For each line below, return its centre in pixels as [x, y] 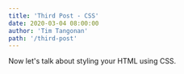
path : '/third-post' [43, 38]
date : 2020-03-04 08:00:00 [54, 23]
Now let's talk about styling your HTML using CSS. [92, 61]
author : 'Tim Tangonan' [48, 31]
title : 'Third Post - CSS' [54, 16]
